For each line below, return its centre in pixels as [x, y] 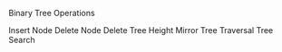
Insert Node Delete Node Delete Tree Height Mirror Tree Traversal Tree [141, 30]
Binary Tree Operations [52, 13]
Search [22, 40]
